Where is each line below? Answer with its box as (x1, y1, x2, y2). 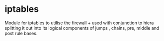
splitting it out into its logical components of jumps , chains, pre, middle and (4, 25, 160, 31)
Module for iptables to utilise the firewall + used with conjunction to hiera (4, 20, 154, 26)
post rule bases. (4, 30, 38, 36)
